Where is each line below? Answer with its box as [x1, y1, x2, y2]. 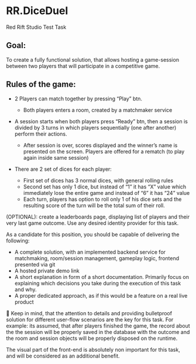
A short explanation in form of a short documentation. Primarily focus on [14, 273, 189, 280]
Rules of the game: [6, 79, 76, 89]
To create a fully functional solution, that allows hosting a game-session [6, 56, 180, 63]
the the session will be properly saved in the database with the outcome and [6, 328, 190, 335]
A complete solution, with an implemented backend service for [14, 248, 166, 255]
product [14, 298, 34, 305]
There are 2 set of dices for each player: [14, 166, 112, 173]
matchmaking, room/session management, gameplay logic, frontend [14, 254, 180, 262]
